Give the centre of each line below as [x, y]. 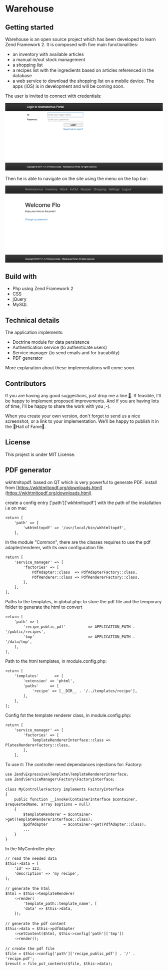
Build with [21, 277]
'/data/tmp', [19, 642]
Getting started [29, 27]
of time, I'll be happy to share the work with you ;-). [58, 406]
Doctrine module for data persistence [51, 342]
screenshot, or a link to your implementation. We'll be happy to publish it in [82, 421]
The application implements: [34, 332]
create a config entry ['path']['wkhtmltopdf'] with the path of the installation [83, 503]
